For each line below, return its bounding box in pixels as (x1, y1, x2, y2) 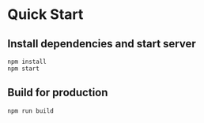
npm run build (7, 106, 55, 115)
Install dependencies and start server (7, 37, 197, 50)
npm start (7, 65, 40, 73)
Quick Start (7, 6, 84, 24)
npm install (7, 58, 47, 65)
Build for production (7, 86, 108, 99)
